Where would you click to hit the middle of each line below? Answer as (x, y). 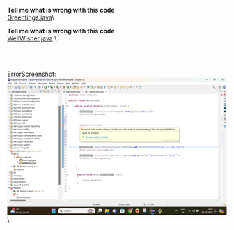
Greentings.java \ (31, 17)
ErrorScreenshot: (32, 74)
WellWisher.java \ (32, 38)
